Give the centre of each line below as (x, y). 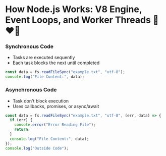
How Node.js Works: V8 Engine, (74, 9)
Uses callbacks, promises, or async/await (56, 106)
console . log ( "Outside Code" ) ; (37, 148)
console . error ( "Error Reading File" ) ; (55, 125)
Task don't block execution (41, 101)
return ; (22, 130)
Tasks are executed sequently (44, 58)
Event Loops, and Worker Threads (78, 20)
